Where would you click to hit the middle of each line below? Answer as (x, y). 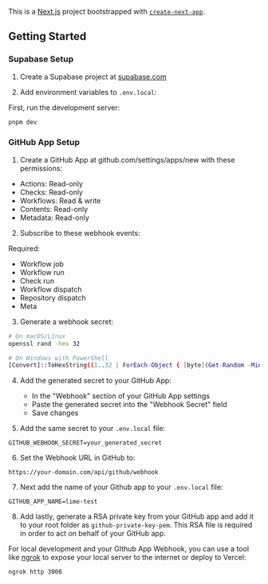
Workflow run (42, 272)
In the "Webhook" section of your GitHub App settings (120, 396)
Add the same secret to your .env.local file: (93, 429)
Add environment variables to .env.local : (88, 92)
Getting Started (47, 36)
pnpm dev (23, 122)
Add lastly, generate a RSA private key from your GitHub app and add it (136, 516)
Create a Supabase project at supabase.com (93, 76)
